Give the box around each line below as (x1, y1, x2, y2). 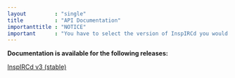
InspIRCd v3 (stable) (7, 63, 67, 71)
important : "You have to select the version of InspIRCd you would (7, 30, 229, 37)
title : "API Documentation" (7, 17, 121, 24)
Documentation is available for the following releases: (7, 49, 169, 58)
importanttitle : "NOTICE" (7, 23, 87, 30)
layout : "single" (7, 10, 87, 18)
